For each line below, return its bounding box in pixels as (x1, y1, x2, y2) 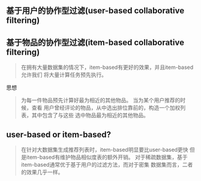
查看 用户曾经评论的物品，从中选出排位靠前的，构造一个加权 (31, 104, 181, 111)
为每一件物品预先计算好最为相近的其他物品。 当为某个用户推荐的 (20, 96, 181, 104)
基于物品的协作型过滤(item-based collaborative (6, 37, 185, 47)
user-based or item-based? (6, 129, 112, 140)
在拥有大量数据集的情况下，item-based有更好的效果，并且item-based (20, 64, 194, 71)
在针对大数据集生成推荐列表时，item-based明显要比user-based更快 (20, 146, 188, 153)
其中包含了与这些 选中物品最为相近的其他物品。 (31, 111, 149, 119)
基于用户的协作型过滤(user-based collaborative (6, 5, 185, 16)
